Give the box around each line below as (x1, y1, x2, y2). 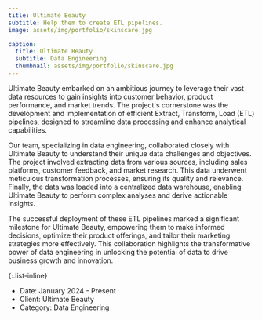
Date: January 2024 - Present (19, 285, 116, 295)
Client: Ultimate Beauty (19, 294, 94, 304)
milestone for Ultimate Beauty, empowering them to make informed (8, 222, 225, 231)
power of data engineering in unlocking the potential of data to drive (8, 247, 229, 256)
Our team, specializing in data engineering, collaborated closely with (8, 140, 230, 150)
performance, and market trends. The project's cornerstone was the (8, 100, 229, 110)
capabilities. (8, 125, 47, 134)
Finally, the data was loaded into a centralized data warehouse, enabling (8, 182, 242, 191)
